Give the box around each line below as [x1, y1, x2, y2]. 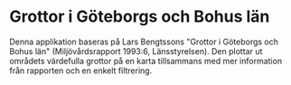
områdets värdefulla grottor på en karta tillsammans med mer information [9, 55, 283, 66]
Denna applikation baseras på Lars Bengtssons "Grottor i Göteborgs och [9, 36, 278, 47]
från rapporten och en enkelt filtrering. [9, 65, 153, 76]
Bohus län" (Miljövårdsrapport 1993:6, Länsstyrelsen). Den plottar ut [9, 45, 263, 56]
